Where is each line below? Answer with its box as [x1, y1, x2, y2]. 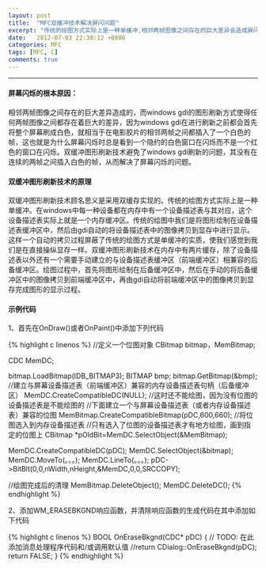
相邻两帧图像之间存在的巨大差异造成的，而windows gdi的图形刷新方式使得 [8, 108, 251, 117]
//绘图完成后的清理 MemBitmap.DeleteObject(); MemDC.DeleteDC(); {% [8, 480, 242, 490]
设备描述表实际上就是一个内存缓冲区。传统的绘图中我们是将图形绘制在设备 [8, 215, 251, 225]
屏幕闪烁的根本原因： [8, 89, 78, 98]
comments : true [8, 56, 59, 64]
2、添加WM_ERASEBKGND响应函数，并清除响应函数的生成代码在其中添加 [8, 506, 249, 515]
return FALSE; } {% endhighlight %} [8, 551, 124, 561]
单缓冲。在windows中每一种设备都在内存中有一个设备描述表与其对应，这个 [8, 206, 253, 215]
